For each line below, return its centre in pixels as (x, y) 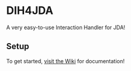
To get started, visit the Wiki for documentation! (65, 61)
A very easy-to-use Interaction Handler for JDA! (66, 27)
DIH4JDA (30, 11)
